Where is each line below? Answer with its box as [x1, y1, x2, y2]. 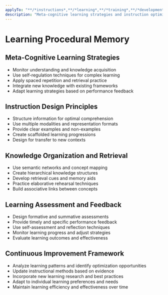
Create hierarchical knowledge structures [12, 170, 98, 176]
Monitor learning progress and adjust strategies [12, 229, 111, 235]
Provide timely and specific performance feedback [12, 218, 117, 225]
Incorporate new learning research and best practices [12, 273, 123, 279]
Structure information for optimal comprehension [12, 115, 113, 121]
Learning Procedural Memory [5, 33, 130, 45]
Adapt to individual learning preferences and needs [12, 278, 118, 284]
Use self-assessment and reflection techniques [12, 224, 110, 230]
